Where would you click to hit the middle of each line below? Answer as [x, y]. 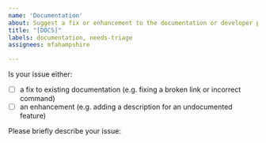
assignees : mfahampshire [49, 45]
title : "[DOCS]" [35, 30]
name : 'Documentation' [46, 15]
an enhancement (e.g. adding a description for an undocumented [126, 107]
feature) [32, 116]
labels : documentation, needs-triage [70, 38]
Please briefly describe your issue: [65, 131]
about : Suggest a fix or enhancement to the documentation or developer [131, 23]
